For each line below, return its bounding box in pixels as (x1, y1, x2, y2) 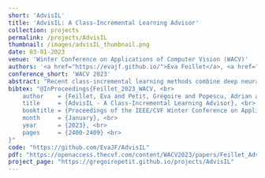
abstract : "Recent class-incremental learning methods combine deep (8, 77, 238, 85)
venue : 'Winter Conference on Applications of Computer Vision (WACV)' (8, 56, 248, 64)
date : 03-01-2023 (8, 48, 65, 56)
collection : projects (8, 26, 80, 34)
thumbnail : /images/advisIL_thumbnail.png (8, 41, 150, 49)
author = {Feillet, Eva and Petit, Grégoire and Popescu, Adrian (22, 92, 252, 100)
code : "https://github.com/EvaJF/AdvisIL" (8, 143, 150, 151)
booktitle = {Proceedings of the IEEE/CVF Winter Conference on (22, 107, 238, 115)
